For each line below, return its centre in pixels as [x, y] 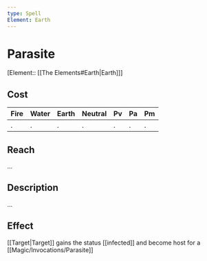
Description [33, 188]
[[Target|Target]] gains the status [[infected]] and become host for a [104, 242]
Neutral [94, 114]
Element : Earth [29, 20]
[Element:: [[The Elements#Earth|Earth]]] [65, 73]
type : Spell [24, 13]
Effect [20, 226]
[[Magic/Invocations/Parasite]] [50, 250]
